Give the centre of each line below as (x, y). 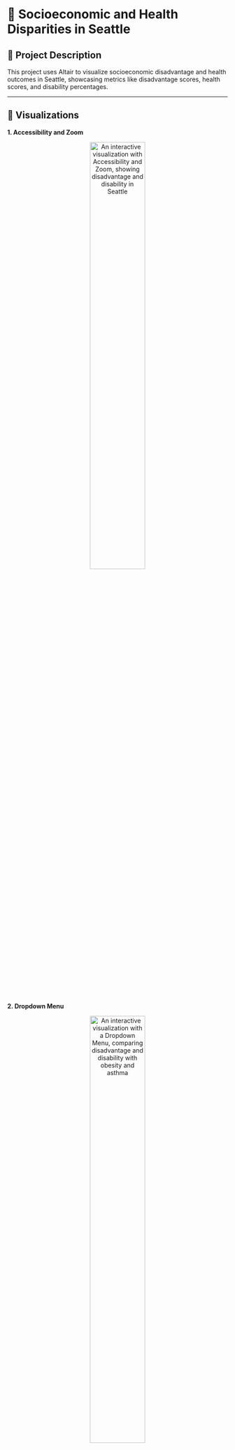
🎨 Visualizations (43, 115)
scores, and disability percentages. (58, 87)
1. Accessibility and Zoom (45, 132)
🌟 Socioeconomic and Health (93, 14)
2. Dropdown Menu (36, 1006)
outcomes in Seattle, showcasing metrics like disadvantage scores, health (114, 79)
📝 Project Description (55, 55)
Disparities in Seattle (69, 29)
